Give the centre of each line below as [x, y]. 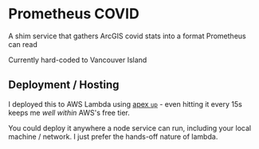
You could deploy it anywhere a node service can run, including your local [130, 127]
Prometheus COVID [74, 14]
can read [23, 44]
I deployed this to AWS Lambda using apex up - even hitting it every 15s [126, 104]
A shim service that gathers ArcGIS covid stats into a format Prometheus [127, 36]
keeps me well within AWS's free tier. [69, 112]
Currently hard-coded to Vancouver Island [78, 60]
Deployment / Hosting [64, 85]
